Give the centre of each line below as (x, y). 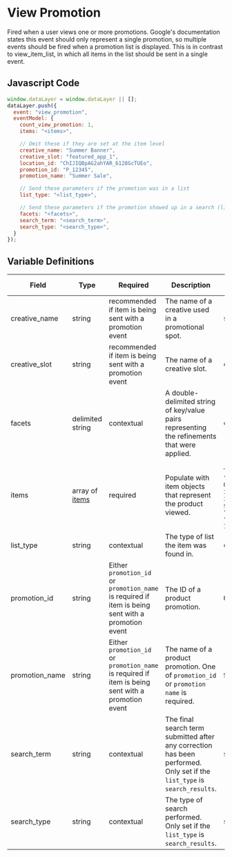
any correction (189, 745)
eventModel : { (33, 118)
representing (186, 427)
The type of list (190, 537)
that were (181, 445)
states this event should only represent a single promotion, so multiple (107, 39)
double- (185, 393)
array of (85, 491)
